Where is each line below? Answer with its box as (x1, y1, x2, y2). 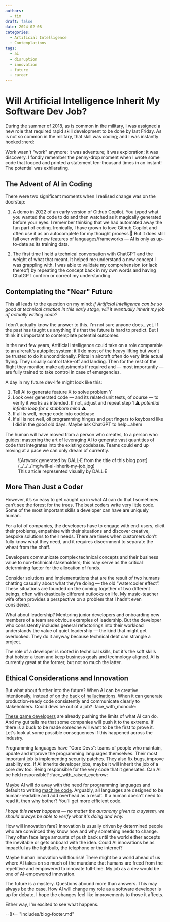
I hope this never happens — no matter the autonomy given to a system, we (5, 808, 165, 814)
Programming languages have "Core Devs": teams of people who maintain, (5, 745, 162, 751)
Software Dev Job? (5, 106, 87, 118)
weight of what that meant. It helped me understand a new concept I (12, 256, 156, 262)
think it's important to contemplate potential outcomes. (5, 332, 120, 338)
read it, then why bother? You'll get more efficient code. (5, 798, 122, 804)
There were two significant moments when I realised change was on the (5, 193, 156, 199)
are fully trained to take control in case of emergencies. (5, 369, 121, 375)
